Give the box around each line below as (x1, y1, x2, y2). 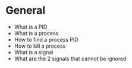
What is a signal (14, 48, 54, 55)
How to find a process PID (14, 36, 78, 43)
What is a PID (14, 23, 48, 30)
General (5, 4, 46, 17)
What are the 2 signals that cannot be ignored (14, 55, 127, 62)
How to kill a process (14, 42, 66, 50)
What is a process (14, 29, 59, 36)
